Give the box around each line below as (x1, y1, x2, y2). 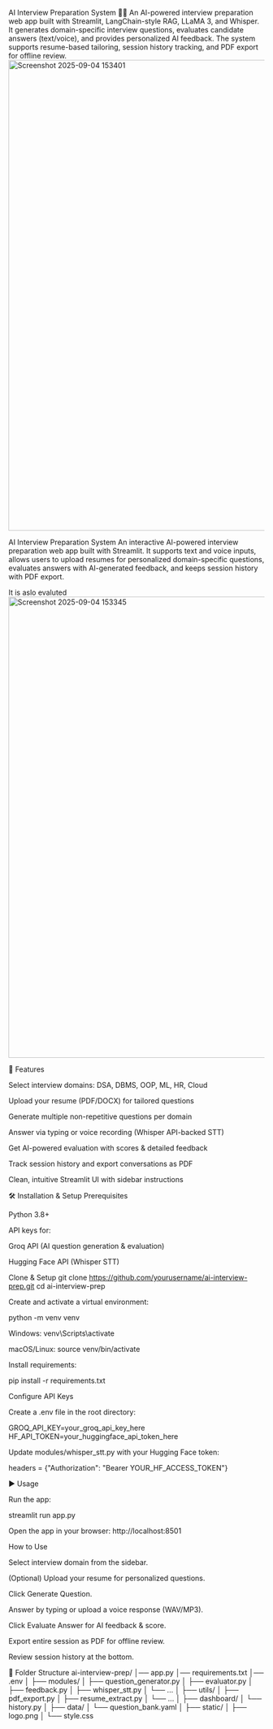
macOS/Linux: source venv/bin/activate (8, 1345, 141, 1354)
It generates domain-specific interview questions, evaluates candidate (8, 25, 244, 34)
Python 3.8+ (8, 1210, 50, 1219)
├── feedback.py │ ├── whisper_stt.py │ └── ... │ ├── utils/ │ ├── (8, 1685, 239, 1694)
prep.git (8, 1281, 35, 1291)
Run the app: (8, 1495, 51, 1504)
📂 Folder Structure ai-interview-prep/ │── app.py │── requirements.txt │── (8, 1668, 264, 1677)
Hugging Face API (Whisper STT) (8, 1257, 120, 1267)
